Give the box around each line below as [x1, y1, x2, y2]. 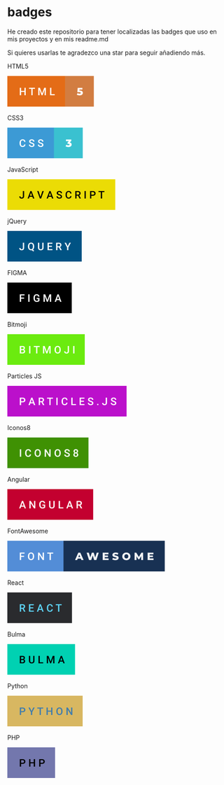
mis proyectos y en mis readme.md [7, 34, 108, 43]
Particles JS [7, 372, 42, 380]
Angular [7, 475, 30, 483]
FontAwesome [7, 527, 49, 535]
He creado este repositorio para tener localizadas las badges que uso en [7, 27, 217, 36]
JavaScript [7, 165, 38, 174]
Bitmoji [7, 320, 27, 328]
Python [7, 681, 28, 690]
